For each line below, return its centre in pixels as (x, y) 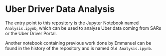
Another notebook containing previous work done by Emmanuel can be (78, 43)
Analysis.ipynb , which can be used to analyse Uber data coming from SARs (83, 28)
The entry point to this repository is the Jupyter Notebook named (72, 23)
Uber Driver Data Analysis (60, 9)
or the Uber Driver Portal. (31, 33)
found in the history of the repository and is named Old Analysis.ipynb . (79, 48)
